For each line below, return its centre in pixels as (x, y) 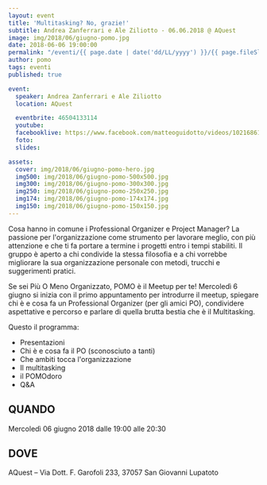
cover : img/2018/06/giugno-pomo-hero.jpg (85, 169)
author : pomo (30, 60)
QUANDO (32, 410)
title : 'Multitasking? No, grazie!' (69, 23)
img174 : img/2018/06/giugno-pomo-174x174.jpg (92, 199)
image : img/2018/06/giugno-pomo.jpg (69, 38)
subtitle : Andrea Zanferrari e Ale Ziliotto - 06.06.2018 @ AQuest (122, 30)
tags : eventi (30, 67)
